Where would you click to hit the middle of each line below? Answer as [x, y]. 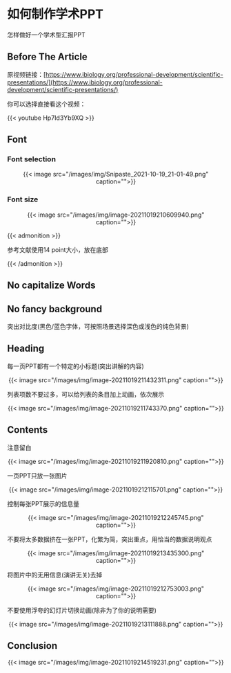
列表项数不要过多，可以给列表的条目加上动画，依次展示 [86, 394]
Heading [26, 349]
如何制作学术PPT [55, 14]
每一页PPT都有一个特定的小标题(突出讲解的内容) [76, 366]
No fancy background [54, 309]
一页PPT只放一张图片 [37, 476]
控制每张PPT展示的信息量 [43, 503]
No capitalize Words [51, 286]
